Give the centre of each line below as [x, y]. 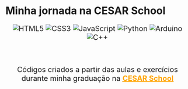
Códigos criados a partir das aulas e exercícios [98, 70]
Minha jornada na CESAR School [86, 11]
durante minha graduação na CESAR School [98, 78]
